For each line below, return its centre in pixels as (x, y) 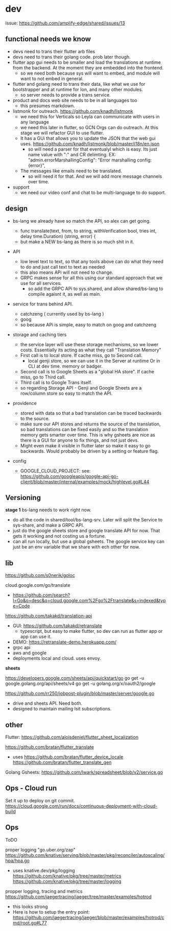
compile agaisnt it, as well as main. (64, 294)
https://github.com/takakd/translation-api (49, 616)
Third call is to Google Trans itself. (56, 382)
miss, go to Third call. (43, 377)
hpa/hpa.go (17, 861)
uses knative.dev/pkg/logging (44, 870)
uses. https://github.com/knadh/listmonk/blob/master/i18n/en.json (90, 144)
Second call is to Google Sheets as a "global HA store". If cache (87, 371)
